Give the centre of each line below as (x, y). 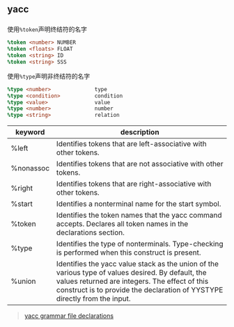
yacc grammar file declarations (69, 316)
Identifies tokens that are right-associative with (134, 184)
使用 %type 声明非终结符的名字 (49, 76)
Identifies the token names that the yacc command (139, 215)
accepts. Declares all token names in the (122, 224)
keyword (30, 132)
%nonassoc (30, 168)
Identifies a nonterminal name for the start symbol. (139, 204)
